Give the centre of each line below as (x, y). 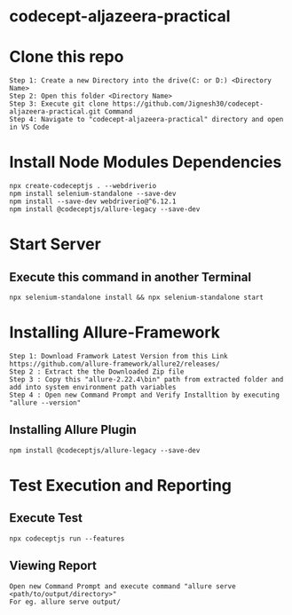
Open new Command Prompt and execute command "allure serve (123, 586)
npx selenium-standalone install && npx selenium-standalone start (137, 298)
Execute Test (46, 518)
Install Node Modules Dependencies (146, 162)
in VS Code (29, 127)
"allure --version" (45, 403)
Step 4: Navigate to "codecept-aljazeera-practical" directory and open (146, 120)
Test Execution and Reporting (121, 485)
